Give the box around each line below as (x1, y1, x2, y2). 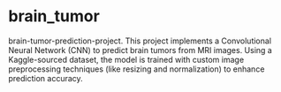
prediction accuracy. (8, 73, 83, 83)
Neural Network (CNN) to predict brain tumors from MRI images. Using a (8, 44, 273, 55)
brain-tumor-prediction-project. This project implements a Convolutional (8, 35, 271, 46)
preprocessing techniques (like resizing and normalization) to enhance (8, 64, 265, 74)
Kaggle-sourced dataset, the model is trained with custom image (8, 54, 245, 65)
